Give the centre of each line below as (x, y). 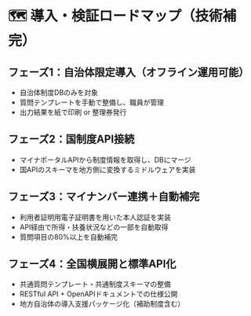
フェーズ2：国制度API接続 (71, 140)
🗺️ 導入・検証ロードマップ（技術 (116, 16)
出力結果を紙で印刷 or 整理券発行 (73, 112)
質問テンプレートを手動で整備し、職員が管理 (92, 102)
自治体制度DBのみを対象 (59, 92)
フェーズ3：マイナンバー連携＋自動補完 (104, 197)
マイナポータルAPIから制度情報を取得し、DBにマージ (105, 160)
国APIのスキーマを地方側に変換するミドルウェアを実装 (107, 169)
